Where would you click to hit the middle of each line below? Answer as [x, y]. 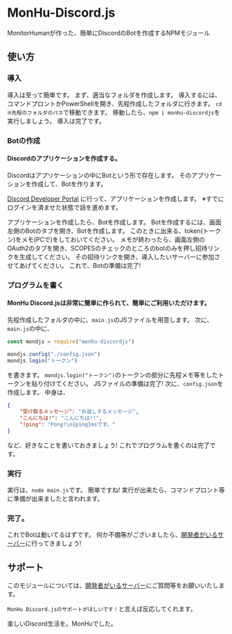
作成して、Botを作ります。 [69, 184]
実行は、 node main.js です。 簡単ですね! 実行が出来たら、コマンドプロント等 [116, 490]
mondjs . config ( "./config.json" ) [54, 354]
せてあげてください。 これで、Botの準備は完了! [74, 265]
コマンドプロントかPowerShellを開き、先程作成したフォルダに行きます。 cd [115, 103]
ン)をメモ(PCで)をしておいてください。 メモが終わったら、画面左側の [106, 239]
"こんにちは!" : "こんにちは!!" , [61, 418]
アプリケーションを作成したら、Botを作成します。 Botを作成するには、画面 [114, 222]
